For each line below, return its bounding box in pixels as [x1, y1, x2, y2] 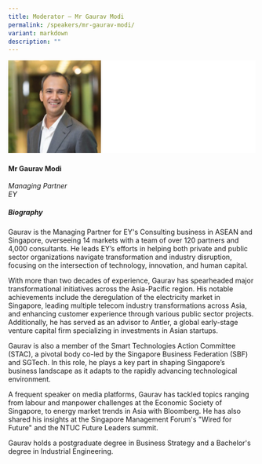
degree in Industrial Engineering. [8, 447, 114, 456]
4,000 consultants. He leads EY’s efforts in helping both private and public [8, 244, 249, 254]
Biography [8, 207, 43, 217]
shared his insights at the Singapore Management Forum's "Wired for [8, 415, 232, 424]
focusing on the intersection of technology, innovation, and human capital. [8, 261, 249, 270]
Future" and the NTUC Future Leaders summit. [8, 423, 158, 433]
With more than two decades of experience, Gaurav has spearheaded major [8, 276, 254, 286]
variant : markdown [8, 29, 68, 37]
